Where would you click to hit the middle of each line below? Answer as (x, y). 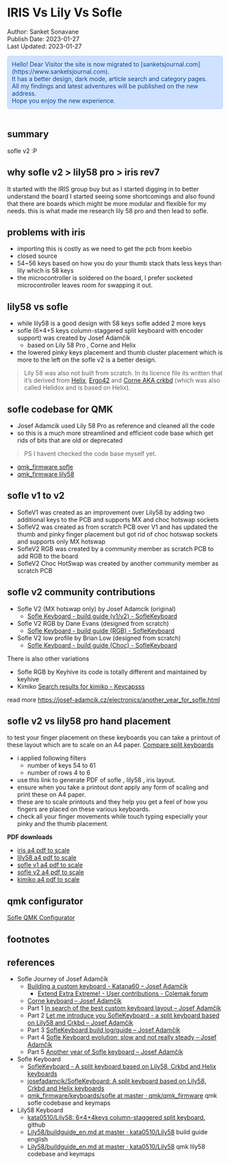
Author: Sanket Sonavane (43, 32)
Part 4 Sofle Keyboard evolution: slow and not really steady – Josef (122, 1037)
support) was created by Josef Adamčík (74, 338)
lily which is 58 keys (45, 271)
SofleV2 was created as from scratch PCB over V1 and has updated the (117, 527)
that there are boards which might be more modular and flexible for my (107, 203)
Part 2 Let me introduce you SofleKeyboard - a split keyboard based (123, 1015)
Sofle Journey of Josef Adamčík (62, 979)
